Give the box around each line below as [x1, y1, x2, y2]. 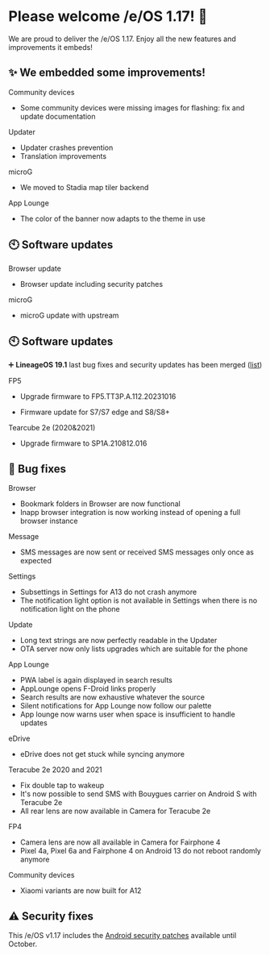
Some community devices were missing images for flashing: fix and [19, 102, 245, 112]
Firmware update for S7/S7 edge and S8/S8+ [19, 407, 171, 417]
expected [19, 556, 52, 566]
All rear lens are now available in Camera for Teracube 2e [19, 806, 211, 816]
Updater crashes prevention [19, 143, 114, 152]
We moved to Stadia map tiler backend [19, 182, 149, 192]
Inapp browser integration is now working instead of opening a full [19, 508, 241, 517]
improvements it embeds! [8, 42, 93, 52]
